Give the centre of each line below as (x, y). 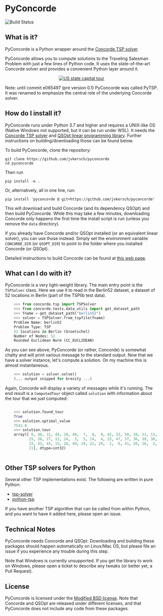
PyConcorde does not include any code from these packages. (67, 609)
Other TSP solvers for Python (50, 468)
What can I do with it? (38, 273)
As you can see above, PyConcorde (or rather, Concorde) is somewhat (76, 350)
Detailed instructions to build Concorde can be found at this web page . (76, 258)
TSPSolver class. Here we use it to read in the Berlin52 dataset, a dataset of (80, 290)
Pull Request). (19, 571)
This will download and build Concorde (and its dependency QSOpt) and (77, 208)
